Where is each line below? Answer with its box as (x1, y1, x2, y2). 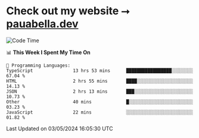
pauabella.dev (6, 17, 79, 31)
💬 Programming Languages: (6, 62, 70, 68)
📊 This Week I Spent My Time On (6, 49, 91, 56)
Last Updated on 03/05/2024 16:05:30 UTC (6, 125, 113, 132)
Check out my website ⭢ (6, 4, 130, 18)
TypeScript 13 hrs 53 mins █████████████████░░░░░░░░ (6, 67, 194, 74)
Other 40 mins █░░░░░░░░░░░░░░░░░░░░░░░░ (6, 99, 194, 105)
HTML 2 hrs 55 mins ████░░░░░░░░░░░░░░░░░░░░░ (6, 78, 194, 84)
